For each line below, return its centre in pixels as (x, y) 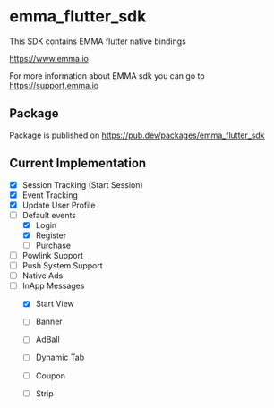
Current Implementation (78, 163)
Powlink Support (52, 255)
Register (51, 235)
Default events (49, 215)
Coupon (50, 375)
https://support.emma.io (54, 85)
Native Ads (43, 276)
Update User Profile (59, 205)
